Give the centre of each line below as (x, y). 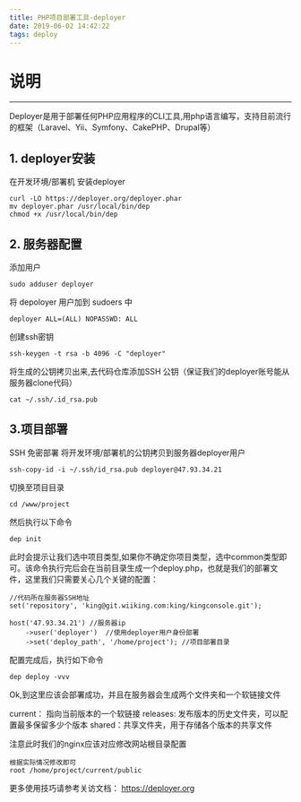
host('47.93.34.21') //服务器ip (68, 623)
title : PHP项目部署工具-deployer (68, 17)
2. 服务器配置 (46, 244)
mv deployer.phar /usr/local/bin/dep (80, 207)
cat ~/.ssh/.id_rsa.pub (54, 400)
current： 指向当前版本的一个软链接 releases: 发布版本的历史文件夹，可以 (145, 713)
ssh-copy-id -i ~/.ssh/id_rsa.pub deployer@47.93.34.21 (116, 470)
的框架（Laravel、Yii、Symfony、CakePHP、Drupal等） (112, 127)
